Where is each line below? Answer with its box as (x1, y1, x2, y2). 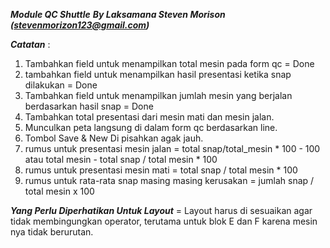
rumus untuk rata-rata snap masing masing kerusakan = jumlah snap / (24, 175, 315, 186)
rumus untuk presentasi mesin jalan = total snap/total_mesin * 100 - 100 (24, 143, 321, 154)
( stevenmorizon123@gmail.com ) (10, 19, 150, 31)
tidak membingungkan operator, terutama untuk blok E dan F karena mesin (10, 215, 318, 227)
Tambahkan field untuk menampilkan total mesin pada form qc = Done (24, 58, 315, 69)
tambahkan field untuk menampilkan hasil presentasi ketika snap (24, 69, 292, 80)
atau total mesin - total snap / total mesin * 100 (24, 154, 218, 165)
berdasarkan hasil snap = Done (24, 100, 154, 112)
